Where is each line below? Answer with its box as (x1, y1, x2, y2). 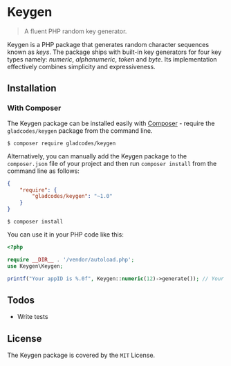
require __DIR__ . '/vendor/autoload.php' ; (7, 256, 135, 263)
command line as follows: (7, 167, 80, 175)
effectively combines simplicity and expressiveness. (7, 62, 156, 71)
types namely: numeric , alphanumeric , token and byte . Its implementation (7, 55, 217, 63)
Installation (7, 82, 57, 94)
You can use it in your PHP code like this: (7, 230, 124, 239)
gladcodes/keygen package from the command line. (7, 126, 153, 135)
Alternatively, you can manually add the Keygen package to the (7, 152, 187, 160)
